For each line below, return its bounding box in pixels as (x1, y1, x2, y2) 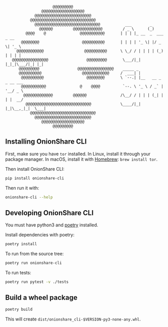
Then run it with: (5, 184, 39, 191)
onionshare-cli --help (5, 195, 53, 200)
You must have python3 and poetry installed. (5, 222, 98, 228)
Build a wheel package (5, 293, 78, 302)
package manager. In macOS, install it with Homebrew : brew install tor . (5, 156, 158, 162)
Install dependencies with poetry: (5, 232, 75, 238)
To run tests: (5, 270, 31, 276)
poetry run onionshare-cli (5, 260, 62, 266)
